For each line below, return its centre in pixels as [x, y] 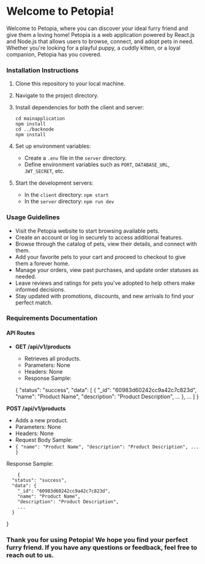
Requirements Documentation [52, 319]
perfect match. [34, 303]
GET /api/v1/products [43, 346]
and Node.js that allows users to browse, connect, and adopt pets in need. [100, 41]
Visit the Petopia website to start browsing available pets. [88, 231]
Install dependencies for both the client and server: [80, 107]
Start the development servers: [54, 183]
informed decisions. [40, 289]
